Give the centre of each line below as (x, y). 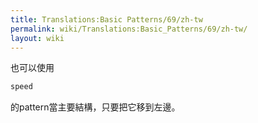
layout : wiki (37, 38)
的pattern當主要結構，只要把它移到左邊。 (95, 107)
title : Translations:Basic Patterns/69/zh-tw (106, 19)
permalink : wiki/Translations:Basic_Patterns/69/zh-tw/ (129, 29)
